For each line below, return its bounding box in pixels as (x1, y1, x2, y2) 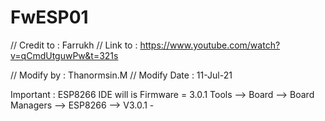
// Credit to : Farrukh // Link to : (10, 39, 138, 51)
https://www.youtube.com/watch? (139, 39, 281, 51)
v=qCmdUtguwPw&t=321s (10, 49, 119, 61)
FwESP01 (10, 6, 89, 29)
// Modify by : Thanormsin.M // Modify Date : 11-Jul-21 (10, 69, 233, 81)
